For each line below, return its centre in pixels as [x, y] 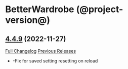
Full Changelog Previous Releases [41, 51]
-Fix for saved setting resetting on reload [55, 61]
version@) [28, 20]
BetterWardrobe [40, 9]
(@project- [100, 9]
